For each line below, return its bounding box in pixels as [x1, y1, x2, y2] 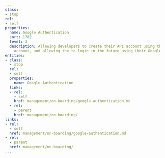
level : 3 [9, 39, 27, 44]
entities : [5, 53, 26, 58]
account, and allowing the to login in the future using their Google [14, 48, 162, 53]
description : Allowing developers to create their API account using [9, 44, 155, 49]
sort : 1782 [9, 35, 32, 40]
